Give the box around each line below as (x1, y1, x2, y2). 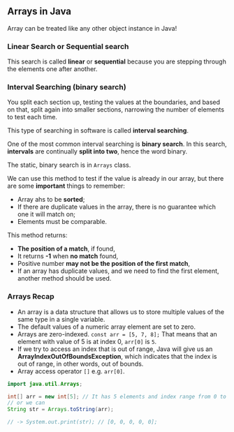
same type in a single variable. (17, 315, 105, 323)
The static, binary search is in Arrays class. (7, 161, 131, 170)
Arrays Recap (7, 292, 54, 301)
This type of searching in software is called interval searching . (7, 126, 189, 135)
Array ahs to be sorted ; (17, 195, 85, 204)
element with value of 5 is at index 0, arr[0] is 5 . (17, 337, 157, 345)
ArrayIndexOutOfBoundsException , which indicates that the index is (17, 352, 217, 360)
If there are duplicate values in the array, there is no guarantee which (17, 202, 217, 211)
